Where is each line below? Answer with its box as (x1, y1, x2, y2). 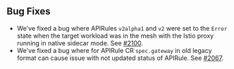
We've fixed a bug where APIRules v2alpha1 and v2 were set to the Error (16, 24, 228, 32)
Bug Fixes (6, 6, 51, 17)
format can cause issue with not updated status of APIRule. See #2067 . (16, 54, 223, 62)
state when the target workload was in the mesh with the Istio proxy (16, 31, 214, 40)
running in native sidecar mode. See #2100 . (16, 38, 144, 47)
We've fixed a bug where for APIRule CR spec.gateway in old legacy (16, 46, 212, 54)
